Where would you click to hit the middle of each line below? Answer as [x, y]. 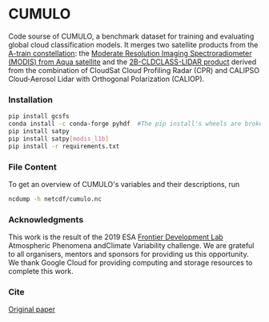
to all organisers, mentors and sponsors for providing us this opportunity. [129, 255]
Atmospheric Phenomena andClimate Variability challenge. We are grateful [131, 246]
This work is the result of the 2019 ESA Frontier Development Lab [116, 237]
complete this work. [41, 271]
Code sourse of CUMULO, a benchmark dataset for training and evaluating [131, 36]
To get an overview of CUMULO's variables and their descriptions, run [124, 184]
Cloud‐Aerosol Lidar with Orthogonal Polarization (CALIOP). [106, 79]
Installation [31, 100]
